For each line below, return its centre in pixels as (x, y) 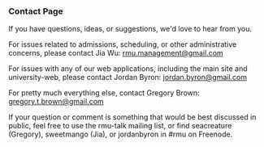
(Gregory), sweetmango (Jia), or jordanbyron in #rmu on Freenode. (121, 134)
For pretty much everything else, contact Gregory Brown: (104, 93)
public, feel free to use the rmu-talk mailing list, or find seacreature (120, 126)
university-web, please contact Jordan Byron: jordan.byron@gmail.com (128, 78)
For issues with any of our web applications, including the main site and (128, 69)
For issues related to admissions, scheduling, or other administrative (123, 44)
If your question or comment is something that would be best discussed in (132, 117)
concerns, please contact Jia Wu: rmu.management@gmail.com (116, 53)
